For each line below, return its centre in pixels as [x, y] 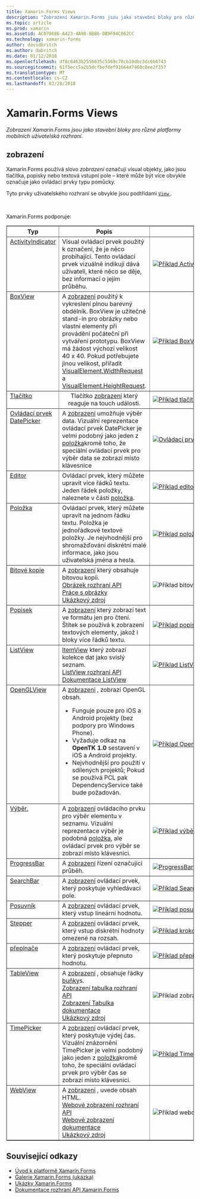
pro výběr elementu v [92, 816]
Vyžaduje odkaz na [99, 740]
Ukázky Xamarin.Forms [43, 1183]
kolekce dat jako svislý [93, 657]
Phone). [83, 732]
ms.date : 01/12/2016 [32, 56]
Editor [18, 476]
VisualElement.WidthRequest [103, 371]
